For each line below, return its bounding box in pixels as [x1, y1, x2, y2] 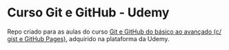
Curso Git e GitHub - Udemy [7, 5, 170, 21]
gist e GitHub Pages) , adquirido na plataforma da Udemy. [7, 34, 170, 42]
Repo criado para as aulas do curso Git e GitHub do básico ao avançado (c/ [7, 27, 222, 36]
